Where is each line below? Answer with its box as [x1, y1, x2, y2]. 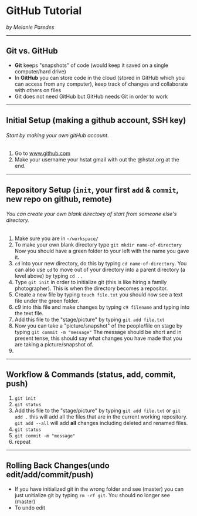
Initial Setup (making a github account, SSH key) [6, 116, 186, 126]
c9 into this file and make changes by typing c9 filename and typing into [14, 303, 190, 311]
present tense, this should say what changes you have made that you [14, 335, 182, 342]
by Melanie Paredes [6, 23, 55, 31]
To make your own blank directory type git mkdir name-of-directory [14, 241, 182, 248]
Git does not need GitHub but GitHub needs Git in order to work [14, 93, 168, 100]
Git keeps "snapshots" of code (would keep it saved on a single [14, 62, 169, 69]
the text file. [14, 309, 44, 316]
